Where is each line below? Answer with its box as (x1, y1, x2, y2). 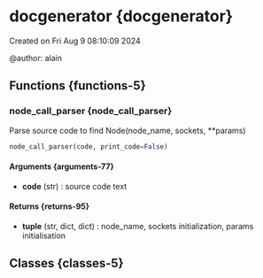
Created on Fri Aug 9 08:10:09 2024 (9, 35, 142, 46)
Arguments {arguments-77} (9, 161, 114, 172)
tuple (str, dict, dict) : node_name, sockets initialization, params (21, 220, 254, 231)
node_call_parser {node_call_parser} (9, 104, 173, 117)
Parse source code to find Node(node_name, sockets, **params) (9, 125, 246, 135)
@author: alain (9, 52, 62, 63)
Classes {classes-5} (9, 256, 124, 271)
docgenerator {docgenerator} (9, 6, 233, 27)
